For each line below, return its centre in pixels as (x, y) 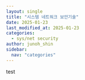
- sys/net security (35, 39)
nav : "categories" (34, 55)
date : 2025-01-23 (27, 22)
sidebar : (17, 50)
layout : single (24, 11)
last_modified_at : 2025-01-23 (43, 28)
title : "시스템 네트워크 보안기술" (42, 17)
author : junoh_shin (30, 44)
